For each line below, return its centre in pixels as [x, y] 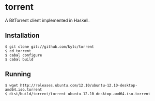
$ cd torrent [18, 51]
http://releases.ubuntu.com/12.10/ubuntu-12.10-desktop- [79, 85]
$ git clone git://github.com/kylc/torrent [50, 47]
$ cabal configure [23, 55]
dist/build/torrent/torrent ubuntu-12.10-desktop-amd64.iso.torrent [80, 94]
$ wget [12, 85]
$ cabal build [19, 59]
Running [18, 74]
